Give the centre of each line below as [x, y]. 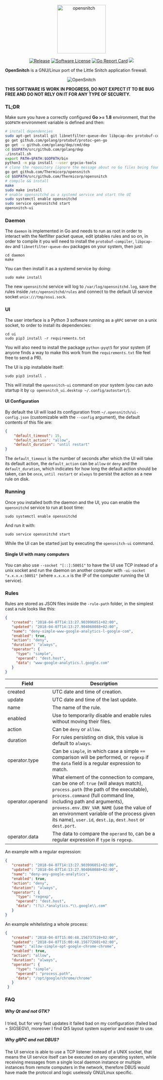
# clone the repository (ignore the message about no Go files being [77, 167]
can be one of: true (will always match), [98, 784]
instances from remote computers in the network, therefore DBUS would [77, 1067]
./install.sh [18, 154]
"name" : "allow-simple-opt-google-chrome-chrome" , [64, 947]
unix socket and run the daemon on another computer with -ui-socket [75, 570]
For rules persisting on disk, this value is [98, 737]
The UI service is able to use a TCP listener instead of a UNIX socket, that [78, 1052]
